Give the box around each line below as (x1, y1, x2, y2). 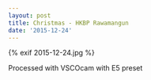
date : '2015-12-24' (8, 26, 73, 34)
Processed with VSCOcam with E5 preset (8, 63, 143, 73)
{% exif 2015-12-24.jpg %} (8, 48, 95, 58)
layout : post (8, 11, 51, 20)
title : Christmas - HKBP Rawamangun (8, 19, 129, 27)
